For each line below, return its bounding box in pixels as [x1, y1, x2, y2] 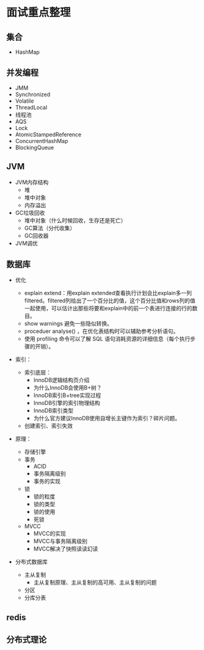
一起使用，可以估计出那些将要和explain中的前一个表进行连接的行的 [24, 305, 192, 312]
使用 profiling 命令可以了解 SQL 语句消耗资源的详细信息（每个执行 [24, 335, 191, 343]
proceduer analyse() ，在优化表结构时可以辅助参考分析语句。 [24, 327, 179, 335]
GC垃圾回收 [15, 209, 45, 216]
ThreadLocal [15, 103, 48, 111]
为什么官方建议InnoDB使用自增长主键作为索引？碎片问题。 [33, 415, 181, 422]
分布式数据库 [15, 558, 48, 566]
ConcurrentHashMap [15, 137, 68, 144]
